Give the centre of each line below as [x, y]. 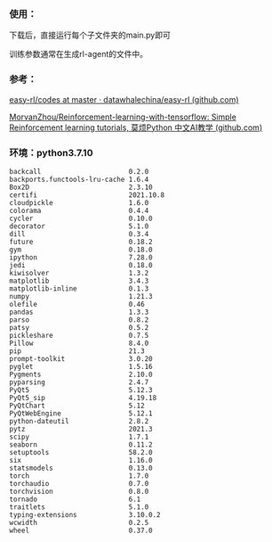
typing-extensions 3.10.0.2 [85, 514]
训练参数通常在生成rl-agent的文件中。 [79, 54]
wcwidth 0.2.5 [79, 522]
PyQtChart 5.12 [77, 406]
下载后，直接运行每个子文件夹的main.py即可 [90, 35]
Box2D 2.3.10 [81, 187]
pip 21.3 [77, 351]
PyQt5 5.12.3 [81, 390]
